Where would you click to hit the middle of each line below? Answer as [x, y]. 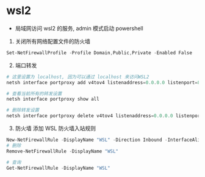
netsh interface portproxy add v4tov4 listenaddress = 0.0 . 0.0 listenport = [102, 82]
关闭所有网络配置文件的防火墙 [52, 41]
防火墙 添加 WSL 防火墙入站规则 [56, 128]
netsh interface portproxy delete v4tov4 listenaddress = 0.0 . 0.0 [90, 116]
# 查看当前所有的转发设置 [34, 93]
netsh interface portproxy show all [53, 99]
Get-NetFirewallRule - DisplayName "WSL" [59, 168]
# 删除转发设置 [23, 110]
